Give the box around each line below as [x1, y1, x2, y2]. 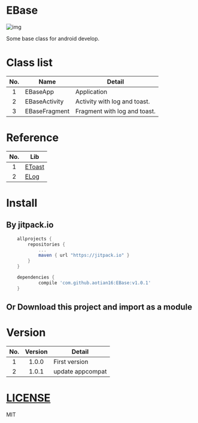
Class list [6, 56, 53, 69]
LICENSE [6, 391, 51, 405]
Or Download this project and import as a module [6, 302, 193, 312]
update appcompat [53, 367, 107, 376]
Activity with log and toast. [75, 97, 150, 105]
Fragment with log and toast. [75, 107, 156, 115]
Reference [6, 131, 59, 145]
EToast [25, 163, 45, 171]
